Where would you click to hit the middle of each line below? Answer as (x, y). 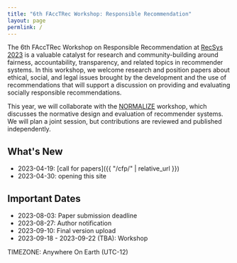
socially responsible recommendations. (65, 92)
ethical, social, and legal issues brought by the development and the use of (117, 77)
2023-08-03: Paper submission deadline (77, 215)
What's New (35, 151)
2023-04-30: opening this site (62, 176)
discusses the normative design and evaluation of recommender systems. (115, 114)
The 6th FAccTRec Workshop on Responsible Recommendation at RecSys (115, 48)
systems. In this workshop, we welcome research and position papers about (119, 70)
